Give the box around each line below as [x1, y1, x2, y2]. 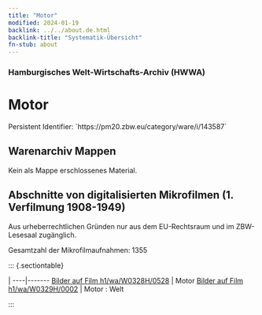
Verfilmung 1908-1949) [8, 201, 126, 214]
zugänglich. [39, 230, 77, 239]
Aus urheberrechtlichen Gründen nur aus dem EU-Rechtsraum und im [8, 221, 234, 231]
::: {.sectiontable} [8, 261, 65, 270]
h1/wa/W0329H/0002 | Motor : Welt [8, 284, 124, 294]
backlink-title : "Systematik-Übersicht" [8, 33, 143, 42]
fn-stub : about [8, 41, 58, 49]
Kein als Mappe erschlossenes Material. [8, 165, 138, 175]
